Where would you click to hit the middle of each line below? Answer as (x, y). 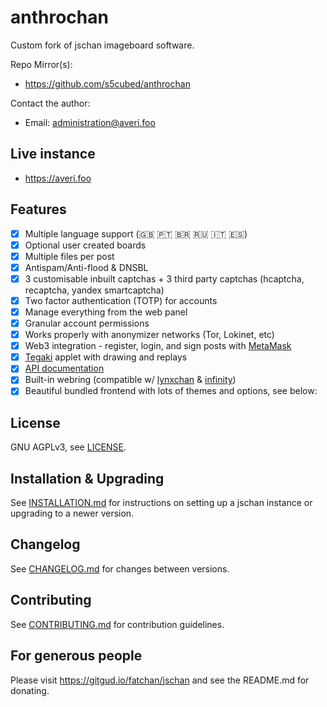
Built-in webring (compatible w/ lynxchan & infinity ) (130, 380)
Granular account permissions (87, 323)
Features (38, 209)
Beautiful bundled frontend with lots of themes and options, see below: (171, 391)
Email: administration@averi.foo (90, 122)
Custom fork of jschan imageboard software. (102, 45)
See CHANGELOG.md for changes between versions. (120, 568)
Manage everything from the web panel (106, 312)
